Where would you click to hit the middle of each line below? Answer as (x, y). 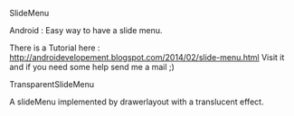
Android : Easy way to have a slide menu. (86, 30)
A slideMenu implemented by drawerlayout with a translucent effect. (137, 102)
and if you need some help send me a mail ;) (92, 67)
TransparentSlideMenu (52, 84)
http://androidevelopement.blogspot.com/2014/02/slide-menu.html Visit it (147, 57)
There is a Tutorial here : (55, 48)
